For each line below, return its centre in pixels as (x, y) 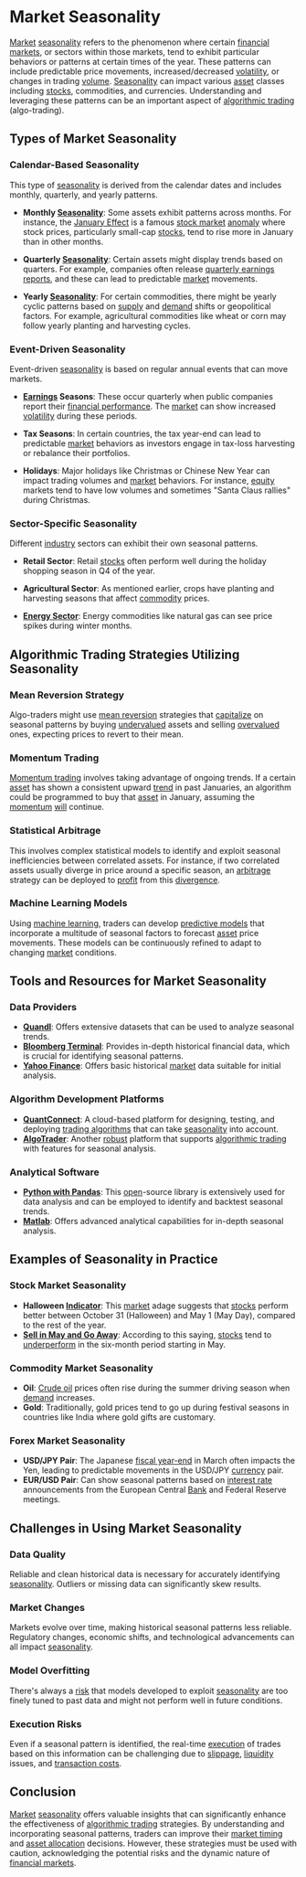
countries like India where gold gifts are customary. (119, 1417)
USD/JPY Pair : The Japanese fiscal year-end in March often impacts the (158, 1461)
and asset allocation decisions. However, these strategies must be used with (153, 1843)
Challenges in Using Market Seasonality (126, 1528)
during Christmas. (57, 499)
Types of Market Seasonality (93, 139)
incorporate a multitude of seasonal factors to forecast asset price (134, 933)
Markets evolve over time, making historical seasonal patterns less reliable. (151, 1627)
